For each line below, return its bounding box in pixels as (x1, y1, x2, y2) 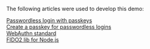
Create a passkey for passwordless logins (6, 24, 112, 30)
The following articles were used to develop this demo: (6, 5, 145, 12)
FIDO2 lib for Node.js (6, 36, 59, 43)
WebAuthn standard (6, 30, 57, 37)
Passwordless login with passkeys (6, 17, 93, 24)
